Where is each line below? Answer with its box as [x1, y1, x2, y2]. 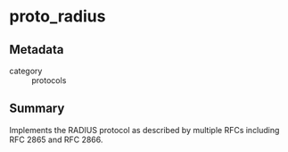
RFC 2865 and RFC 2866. [9, 134, 103, 145]
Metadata [9, 42, 64, 57]
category [9, 65, 43, 76]
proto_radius [9, 6, 106, 27]
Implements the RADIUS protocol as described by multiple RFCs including [9, 124, 280, 135]
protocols [31, 75, 67, 86]
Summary [9, 101, 65, 116]
